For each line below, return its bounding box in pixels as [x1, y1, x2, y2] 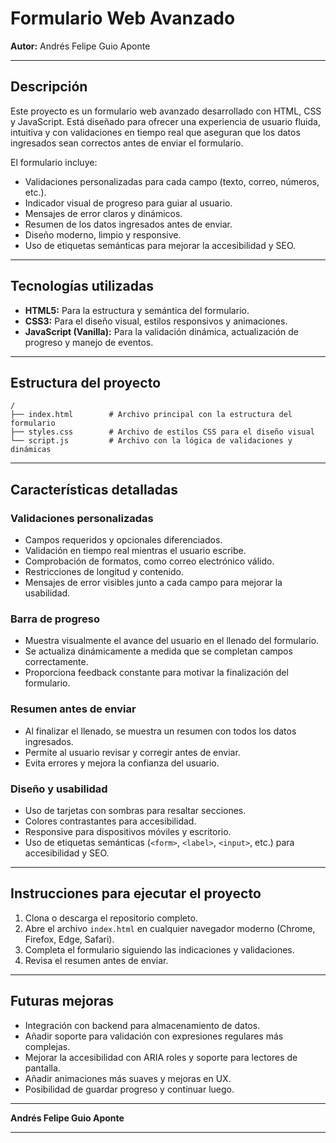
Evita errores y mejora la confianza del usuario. [24, 757, 220, 769]
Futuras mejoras [10, 993, 115, 1010]
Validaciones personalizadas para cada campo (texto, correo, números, [24, 175, 320, 187]
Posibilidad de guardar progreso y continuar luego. [24, 1083, 235, 1095]
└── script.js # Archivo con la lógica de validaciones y [10, 436, 293, 446]
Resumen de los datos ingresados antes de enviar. [24, 218, 233, 230]
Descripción [10, 78, 88, 96]
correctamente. [24, 656, 89, 668]
